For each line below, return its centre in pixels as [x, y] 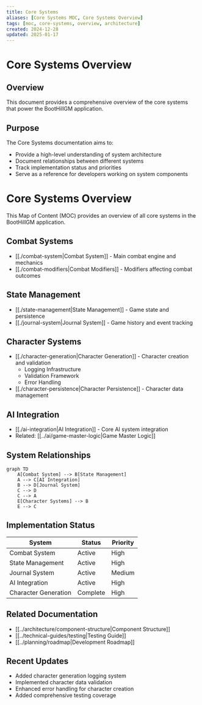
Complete [91, 592]
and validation [33, 363]
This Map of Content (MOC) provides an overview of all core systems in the [101, 215]
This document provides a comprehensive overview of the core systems [97, 102]
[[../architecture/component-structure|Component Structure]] [92, 629]
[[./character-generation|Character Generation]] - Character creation [102, 356]
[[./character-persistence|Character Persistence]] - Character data [99, 389]
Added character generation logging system [70, 676]
